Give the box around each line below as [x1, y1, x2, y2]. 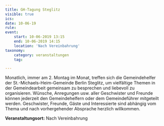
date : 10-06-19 [5, 21, 36, 26]
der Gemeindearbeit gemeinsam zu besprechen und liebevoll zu [5, 85, 135, 91]
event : [5, 30, 19, 35]
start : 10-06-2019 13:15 [14, 35, 65, 40]
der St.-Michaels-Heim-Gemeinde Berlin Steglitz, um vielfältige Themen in [5, 80, 156, 86]
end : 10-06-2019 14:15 [14, 39, 60, 44]
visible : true [5, 12, 34, 17]
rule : [5, 25, 16, 30]
